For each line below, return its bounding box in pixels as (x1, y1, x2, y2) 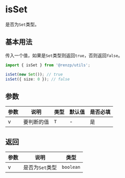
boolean (61, 164, 80, 170)
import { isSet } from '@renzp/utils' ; (5, 63, 91, 68)
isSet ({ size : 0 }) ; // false (5, 76, 70, 82)
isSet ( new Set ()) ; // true (5, 72, 63, 77)
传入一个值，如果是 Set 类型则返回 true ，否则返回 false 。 (5, 52, 123, 58)
